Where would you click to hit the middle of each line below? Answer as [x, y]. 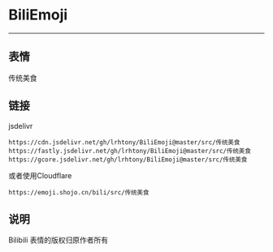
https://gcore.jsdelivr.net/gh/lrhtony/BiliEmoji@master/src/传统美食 [128, 160]
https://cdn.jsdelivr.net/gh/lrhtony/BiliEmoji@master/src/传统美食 [124, 142]
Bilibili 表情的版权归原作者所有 [58, 240]
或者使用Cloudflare [40, 175]
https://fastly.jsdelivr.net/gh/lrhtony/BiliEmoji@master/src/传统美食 [130, 151]
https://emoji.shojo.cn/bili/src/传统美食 [79, 192]
